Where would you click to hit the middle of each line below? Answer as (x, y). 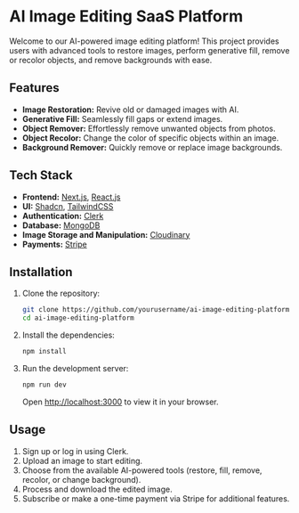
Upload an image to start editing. (82, 460)
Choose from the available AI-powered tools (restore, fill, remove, (142, 470)
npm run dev (44, 385)
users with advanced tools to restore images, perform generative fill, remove (149, 50)
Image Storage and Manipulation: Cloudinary (106, 234)
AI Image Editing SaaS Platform (126, 16)
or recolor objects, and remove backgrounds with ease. (111, 60)
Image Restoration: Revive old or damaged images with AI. (130, 110)
